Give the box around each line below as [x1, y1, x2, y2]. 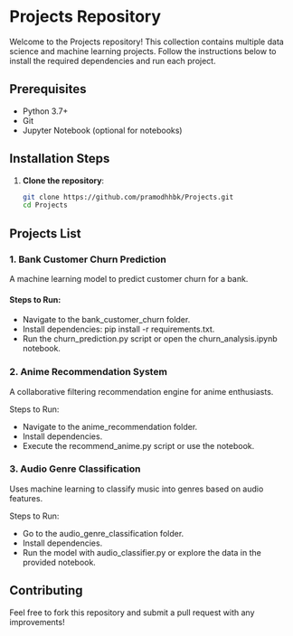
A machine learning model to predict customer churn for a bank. [9, 274, 249, 284]
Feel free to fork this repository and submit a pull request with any [9, 607, 255, 618]
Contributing [9, 583, 83, 598]
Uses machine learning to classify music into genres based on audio [9, 483, 264, 494]
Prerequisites [9, 81, 87, 97]
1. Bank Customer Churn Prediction [9, 253, 167, 266]
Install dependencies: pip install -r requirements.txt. [22, 323, 215, 335]
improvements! [9, 616, 65, 627]
